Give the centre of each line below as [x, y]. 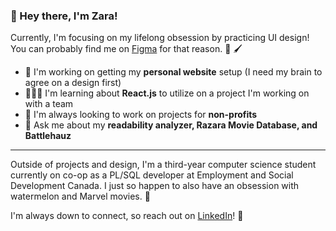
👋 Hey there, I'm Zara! [64, 16]
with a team [49, 104]
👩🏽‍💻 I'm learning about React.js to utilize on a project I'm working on [167, 93]
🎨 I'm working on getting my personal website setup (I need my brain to [173, 72]
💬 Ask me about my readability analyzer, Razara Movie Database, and [171, 125]
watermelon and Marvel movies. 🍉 [80, 196]
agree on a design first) [73, 83]
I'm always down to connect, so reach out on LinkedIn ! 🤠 [127, 216]
